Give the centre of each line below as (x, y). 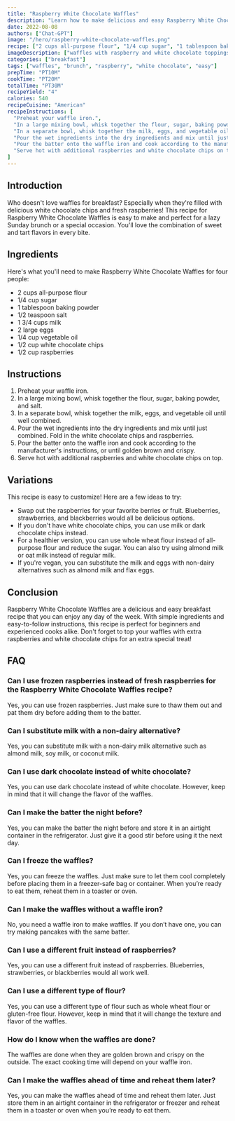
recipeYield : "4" (33, 92)
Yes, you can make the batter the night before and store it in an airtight (109, 828)
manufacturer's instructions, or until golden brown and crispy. (106, 450)
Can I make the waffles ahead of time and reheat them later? (112, 1080)
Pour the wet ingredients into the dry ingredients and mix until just (112, 428)
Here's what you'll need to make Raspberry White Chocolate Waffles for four (117, 271)
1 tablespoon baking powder (58, 307)
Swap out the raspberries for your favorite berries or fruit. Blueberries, (119, 511)
